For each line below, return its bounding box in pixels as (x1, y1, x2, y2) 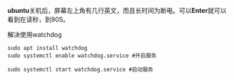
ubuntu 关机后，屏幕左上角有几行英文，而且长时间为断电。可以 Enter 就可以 (7, 6, 227, 14)
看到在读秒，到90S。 (7, 15, 70, 24)
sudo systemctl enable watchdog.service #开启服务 (7, 52, 157, 59)
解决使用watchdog (7, 31, 62, 39)
